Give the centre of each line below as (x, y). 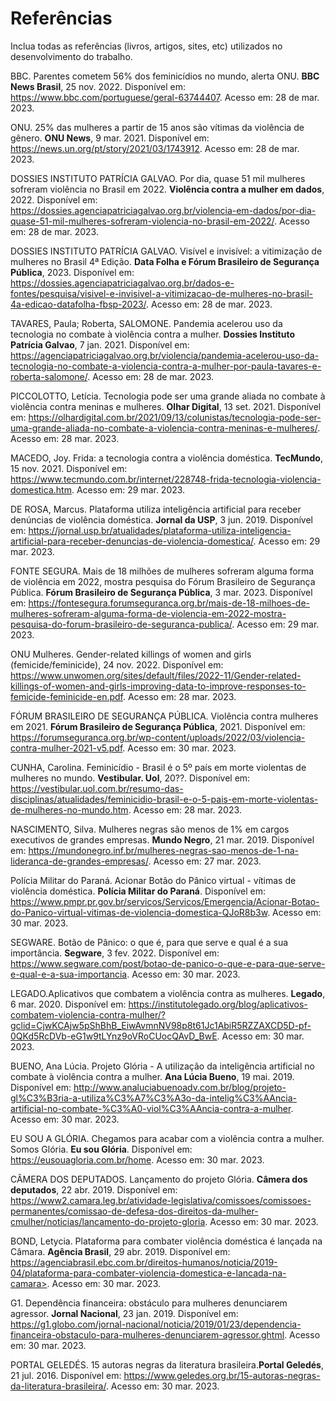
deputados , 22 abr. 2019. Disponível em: (94, 1189)
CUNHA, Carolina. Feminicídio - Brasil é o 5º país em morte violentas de (158, 767)
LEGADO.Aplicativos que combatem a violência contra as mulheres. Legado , (168, 993)
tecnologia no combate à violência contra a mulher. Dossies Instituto (153, 334)
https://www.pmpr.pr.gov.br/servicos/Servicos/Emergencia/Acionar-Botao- (165, 901)
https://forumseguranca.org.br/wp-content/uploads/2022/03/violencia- (158, 737)
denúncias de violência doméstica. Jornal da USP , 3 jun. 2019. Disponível (161, 519)
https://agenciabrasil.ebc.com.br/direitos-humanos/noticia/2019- (144, 1262)
